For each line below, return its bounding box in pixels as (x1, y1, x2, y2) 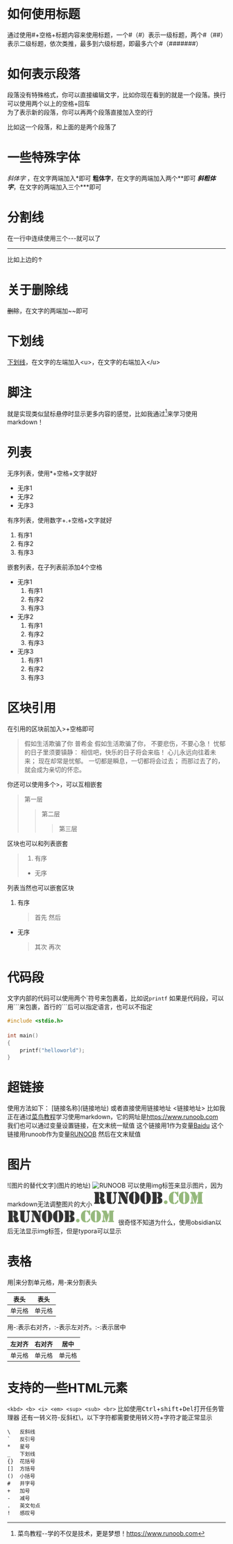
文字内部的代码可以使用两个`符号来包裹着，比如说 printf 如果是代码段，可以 (7, 994, 224, 1002)
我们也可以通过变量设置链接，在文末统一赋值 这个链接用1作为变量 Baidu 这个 (7, 1121, 224, 1130)
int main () (7, 1032, 39, 1039)
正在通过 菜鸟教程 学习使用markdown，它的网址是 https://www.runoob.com (7, 1113, 218, 1121)
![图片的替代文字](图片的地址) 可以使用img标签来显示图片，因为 (7, 1181, 223, 1189)
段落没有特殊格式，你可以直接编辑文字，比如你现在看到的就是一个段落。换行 (7, 90, 226, 99)
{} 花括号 (7, 1458, 36, 1465)
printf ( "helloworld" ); (19, 1047, 85, 1054)
